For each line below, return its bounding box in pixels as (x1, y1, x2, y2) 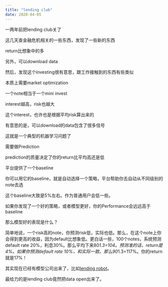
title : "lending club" (5, 7, 53, 13)
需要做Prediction (5, 143, 40, 149)
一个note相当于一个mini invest (5, 90, 68, 96)
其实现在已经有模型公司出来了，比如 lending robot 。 (5, 265, 112, 271)
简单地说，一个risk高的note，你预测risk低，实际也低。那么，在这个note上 (5, 229, 157, 235)
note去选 (5, 181, 24, 188)
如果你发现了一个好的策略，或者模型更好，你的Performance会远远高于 (5, 203, 151, 209)
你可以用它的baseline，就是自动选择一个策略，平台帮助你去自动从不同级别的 (5, 175, 163, 181)
